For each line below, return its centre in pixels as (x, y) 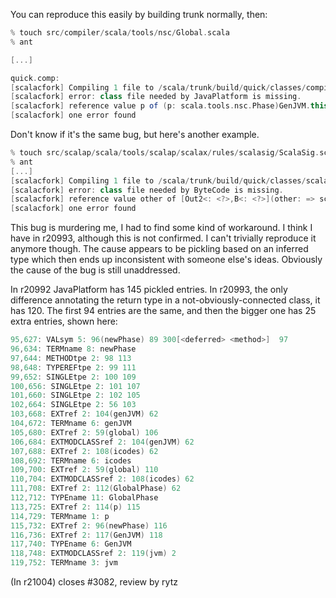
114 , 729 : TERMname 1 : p (60, 516)
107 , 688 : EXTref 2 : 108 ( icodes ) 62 (84, 451)
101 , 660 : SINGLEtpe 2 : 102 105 (75, 395)
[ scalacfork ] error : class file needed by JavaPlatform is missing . (156, 97)
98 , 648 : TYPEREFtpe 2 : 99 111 (73, 367)
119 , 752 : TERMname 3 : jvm (64, 563)
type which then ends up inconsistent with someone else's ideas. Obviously (166, 260)
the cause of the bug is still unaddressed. (95, 270)
